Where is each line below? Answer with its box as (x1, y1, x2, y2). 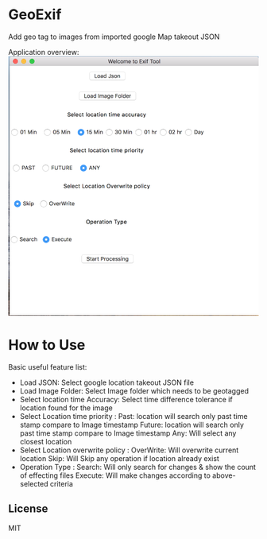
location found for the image (19, 403, 113, 413)
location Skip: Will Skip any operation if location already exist (19, 453, 220, 463)
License (8, 502, 48, 516)
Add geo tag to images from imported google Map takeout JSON (8, 32, 220, 41)
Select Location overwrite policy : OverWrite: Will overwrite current (19, 445, 239, 455)
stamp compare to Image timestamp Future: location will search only (19, 420, 245, 429)
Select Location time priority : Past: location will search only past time (19, 411, 248, 421)
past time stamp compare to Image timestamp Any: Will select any (19, 428, 237, 438)
